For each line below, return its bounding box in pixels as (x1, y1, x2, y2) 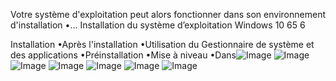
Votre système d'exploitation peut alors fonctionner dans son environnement (10, 9, 326, 20)
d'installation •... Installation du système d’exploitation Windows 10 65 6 (10, 19, 306, 31)
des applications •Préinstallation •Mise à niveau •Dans (10, 49, 237, 61)
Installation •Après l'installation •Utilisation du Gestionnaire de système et (10, 39, 315, 50)
